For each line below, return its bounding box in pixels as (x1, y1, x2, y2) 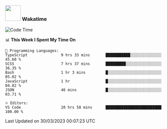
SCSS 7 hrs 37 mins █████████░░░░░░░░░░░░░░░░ (5, 61, 162, 67)
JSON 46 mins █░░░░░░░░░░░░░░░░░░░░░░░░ (5, 88, 162, 93)
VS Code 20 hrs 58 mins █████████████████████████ (5, 105, 162, 110)
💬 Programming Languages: (5, 48, 59, 53)
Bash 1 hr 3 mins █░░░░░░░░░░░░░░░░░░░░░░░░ (5, 70, 162, 75)
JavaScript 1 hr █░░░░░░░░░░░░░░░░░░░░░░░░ (5, 79, 162, 84)
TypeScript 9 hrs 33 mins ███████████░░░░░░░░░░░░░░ (5, 53, 162, 58)
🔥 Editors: (5, 101, 28, 106)
